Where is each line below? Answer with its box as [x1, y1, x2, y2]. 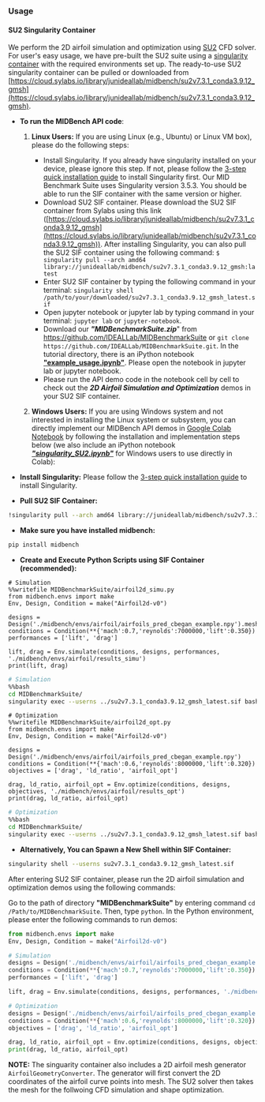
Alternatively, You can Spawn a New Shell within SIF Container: [19, 845, 231, 854]
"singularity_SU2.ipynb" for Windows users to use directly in [31, 448, 233, 459]
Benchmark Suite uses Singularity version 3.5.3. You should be [43, 181, 247, 190]
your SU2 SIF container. [43, 392, 121, 401]
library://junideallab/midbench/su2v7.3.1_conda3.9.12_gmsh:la [43, 263, 256, 272]
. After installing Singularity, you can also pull [99, 239, 247, 249]
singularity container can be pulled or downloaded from [8, 68, 189, 77]
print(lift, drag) [8, 662, 69, 669]
